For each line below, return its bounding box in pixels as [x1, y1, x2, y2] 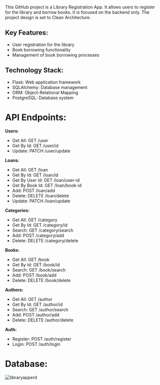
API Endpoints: [5, 112, 67, 123]
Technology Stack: [5, 66, 64, 75]
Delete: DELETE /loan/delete [12, 192, 69, 198]
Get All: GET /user [12, 137, 49, 143]
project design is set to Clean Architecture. [5, 15, 91, 20]
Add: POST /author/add [12, 312, 60, 318]
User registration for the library [12, 42, 75, 47]
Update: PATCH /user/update [12, 148, 71, 153]
